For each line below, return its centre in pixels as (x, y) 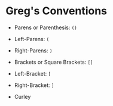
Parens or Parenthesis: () (45, 27)
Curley (22, 96)
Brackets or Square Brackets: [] (54, 62)
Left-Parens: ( (32, 39)
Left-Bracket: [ (33, 73)
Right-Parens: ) (33, 50)
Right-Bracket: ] (34, 85)
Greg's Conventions (56, 11)
